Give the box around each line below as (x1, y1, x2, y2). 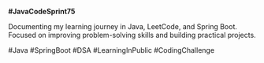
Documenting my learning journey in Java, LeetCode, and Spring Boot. (8, 22, 238, 31)
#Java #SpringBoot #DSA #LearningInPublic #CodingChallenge (8, 46, 215, 54)
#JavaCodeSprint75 (8, 7, 76, 16)
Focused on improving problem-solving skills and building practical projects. (8, 31, 256, 39)
